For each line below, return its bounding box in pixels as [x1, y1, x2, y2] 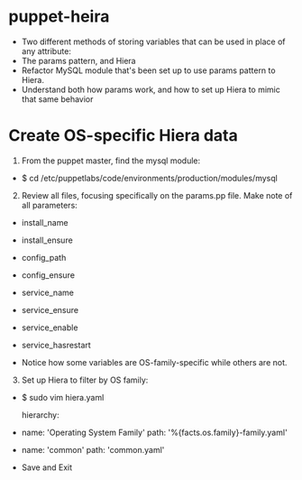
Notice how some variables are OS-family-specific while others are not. [21, 356, 288, 367]
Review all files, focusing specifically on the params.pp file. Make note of [21, 189, 293, 200]
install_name [21, 217, 69, 227]
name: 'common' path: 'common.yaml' [21, 444, 165, 455]
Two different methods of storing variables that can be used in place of [21, 36, 286, 47]
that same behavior [21, 93, 94, 105]
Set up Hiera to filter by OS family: [21, 374, 149, 385]
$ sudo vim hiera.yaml [21, 392, 105, 402]
